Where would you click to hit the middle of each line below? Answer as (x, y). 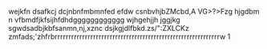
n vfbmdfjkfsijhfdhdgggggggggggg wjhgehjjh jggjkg (94, 20)
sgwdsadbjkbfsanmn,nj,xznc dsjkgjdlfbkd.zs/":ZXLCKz (99, 28)
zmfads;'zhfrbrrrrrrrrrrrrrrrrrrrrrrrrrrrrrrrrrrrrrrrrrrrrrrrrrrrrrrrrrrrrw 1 (119, 36)
